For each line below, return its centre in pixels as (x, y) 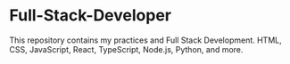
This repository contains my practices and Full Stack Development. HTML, (146, 40)
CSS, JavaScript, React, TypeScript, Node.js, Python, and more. (126, 49)
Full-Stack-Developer (91, 16)
